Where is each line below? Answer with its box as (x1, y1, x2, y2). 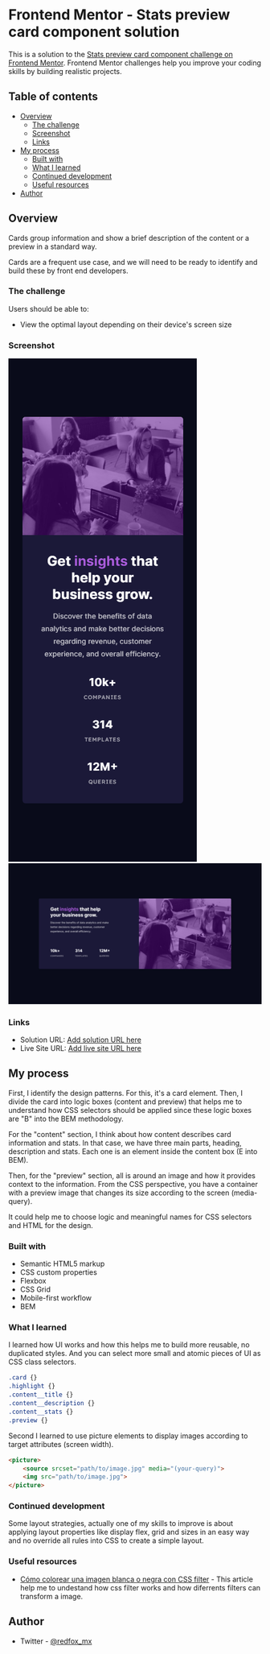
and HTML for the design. (8, 1220, 94, 1230)
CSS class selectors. (8, 1357, 76, 1367)
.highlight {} (8, 1383, 56, 1391)
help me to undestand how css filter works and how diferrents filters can (19, 1582, 261, 1592)
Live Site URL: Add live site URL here (19, 1044, 142, 1053)
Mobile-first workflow (19, 1293, 92, 1303)
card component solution (8, 23, 180, 41)
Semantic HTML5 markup (19, 1259, 105, 1269)
